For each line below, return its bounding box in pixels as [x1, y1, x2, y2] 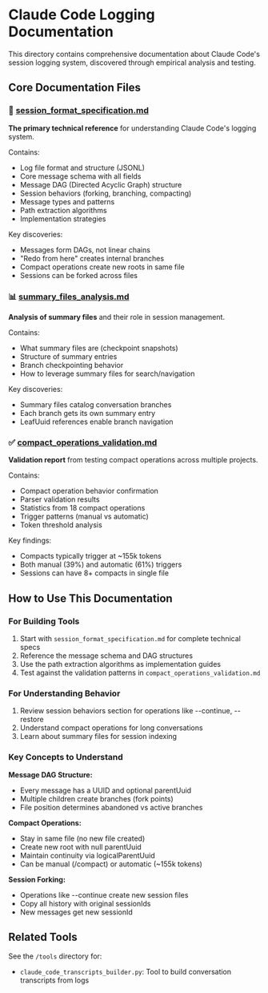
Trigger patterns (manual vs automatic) [19, 511, 150, 522]
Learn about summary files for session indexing [19, 732, 178, 741]
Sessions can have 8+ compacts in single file [19, 568, 170, 578]
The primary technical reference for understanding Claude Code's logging [8, 123, 257, 133]
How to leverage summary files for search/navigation [19, 369, 195, 378]
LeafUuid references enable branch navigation [19, 417, 174, 426]
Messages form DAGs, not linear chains [19, 244, 150, 254]
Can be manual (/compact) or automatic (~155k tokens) [19, 859, 202, 869]
